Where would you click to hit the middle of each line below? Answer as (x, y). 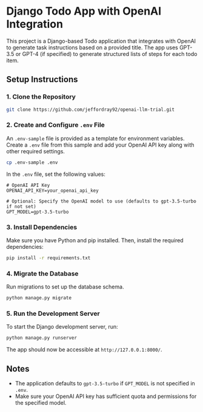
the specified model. (41, 403)
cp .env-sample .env (32, 162)
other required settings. (36, 151)
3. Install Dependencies (42, 227)
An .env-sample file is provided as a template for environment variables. (95, 138)
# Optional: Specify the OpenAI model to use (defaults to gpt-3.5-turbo (101, 201)
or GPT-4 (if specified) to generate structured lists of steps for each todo (106, 54)
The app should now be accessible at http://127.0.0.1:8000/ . (84, 350)
